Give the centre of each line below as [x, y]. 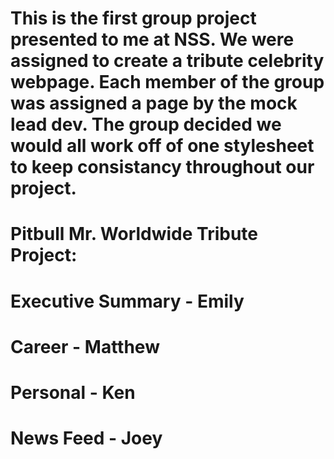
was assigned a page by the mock [154, 103]
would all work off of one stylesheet [162, 146]
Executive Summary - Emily [127, 301]
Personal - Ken [73, 392]
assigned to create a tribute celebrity [167, 61]
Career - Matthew [85, 346]
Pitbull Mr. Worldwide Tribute [134, 234]
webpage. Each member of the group [167, 82]
